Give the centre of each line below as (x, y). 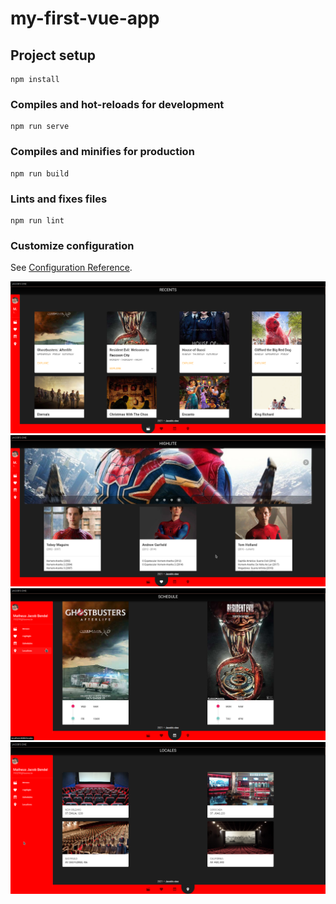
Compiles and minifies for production (102, 152)
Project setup (53, 55)
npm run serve (40, 127)
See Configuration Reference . (71, 268)
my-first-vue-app (85, 18)
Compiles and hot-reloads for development (117, 104)
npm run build (40, 173)
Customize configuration (72, 245)
